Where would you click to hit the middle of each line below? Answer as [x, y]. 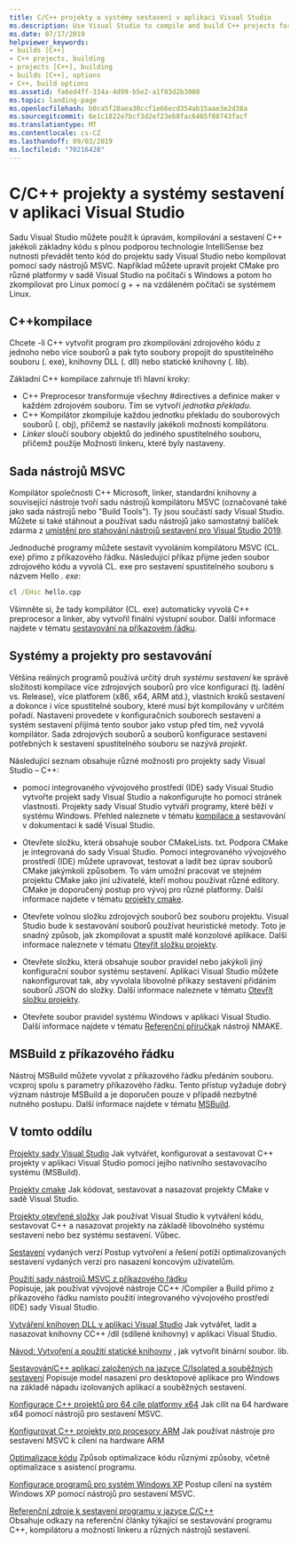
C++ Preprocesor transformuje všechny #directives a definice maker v [151, 396]
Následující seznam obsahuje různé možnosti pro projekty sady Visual [137, 760]
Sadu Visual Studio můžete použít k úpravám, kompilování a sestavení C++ [146, 237]
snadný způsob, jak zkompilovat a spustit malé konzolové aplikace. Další [154, 935]
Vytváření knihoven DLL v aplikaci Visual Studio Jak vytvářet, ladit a [133, 1324]
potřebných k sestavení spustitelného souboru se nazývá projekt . [129, 744]
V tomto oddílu [51, 1132]
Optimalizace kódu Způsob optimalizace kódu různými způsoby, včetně [140, 1457]
